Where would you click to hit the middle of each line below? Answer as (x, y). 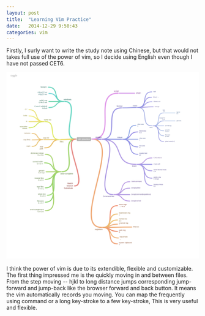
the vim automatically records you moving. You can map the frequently (95, 295)
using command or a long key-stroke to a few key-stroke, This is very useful (102, 301)
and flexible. (22, 307)
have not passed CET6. (36, 64)
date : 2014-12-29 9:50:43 (42, 26)
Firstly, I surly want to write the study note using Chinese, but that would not (102, 51)
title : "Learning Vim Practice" (49, 19)
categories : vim (27, 32)
